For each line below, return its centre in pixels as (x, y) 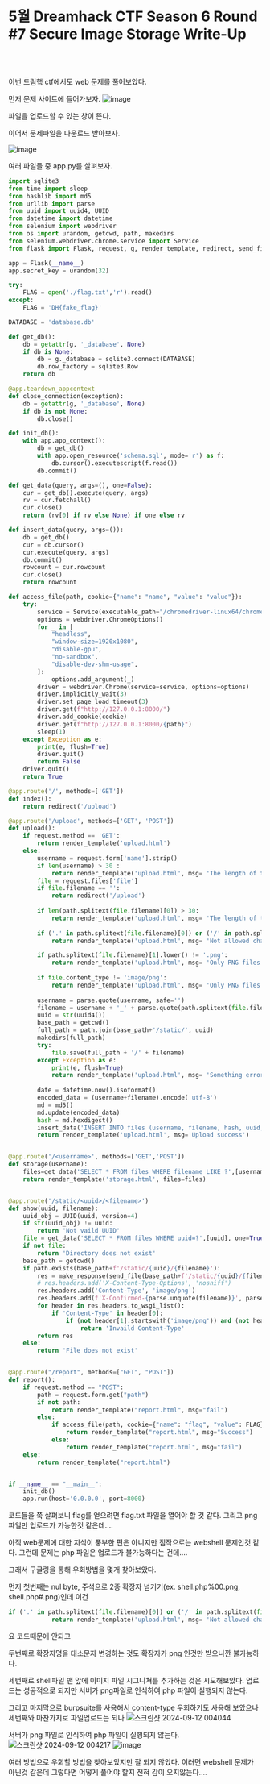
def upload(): (32, 828)
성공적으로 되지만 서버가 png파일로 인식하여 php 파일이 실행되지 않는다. (135, 1690)
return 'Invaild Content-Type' (132, 1328)
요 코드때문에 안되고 (39, 1636)
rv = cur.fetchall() (57, 501)
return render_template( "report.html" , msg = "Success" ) (159, 1433)
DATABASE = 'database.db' (51, 322)
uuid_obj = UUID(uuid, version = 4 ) (80, 1216)
